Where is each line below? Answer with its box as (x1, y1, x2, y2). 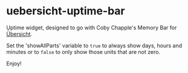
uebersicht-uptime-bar (6, 4, 125, 18)
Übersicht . (6, 30, 33, 37)
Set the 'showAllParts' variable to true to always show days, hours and (6, 42, 183, 49)
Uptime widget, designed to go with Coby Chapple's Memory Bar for (6, 24, 177, 31)
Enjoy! (6, 60, 22, 67)
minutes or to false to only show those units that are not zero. (6, 48, 161, 55)
